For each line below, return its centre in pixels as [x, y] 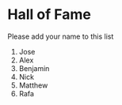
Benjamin [34, 68]
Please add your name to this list [61, 36]
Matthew [33, 85]
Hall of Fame [50, 15]
